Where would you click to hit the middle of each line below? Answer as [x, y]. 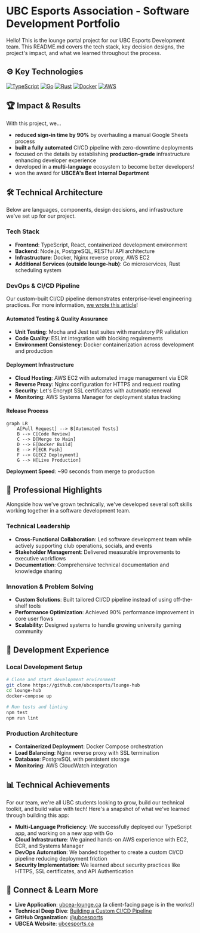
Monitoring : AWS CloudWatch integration [66, 766]
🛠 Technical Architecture [55, 192]
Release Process [27, 410]
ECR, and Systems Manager [49, 846]
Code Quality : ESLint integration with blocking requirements [89, 339]
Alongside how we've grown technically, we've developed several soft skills [99, 504]
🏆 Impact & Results [44, 106]
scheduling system [38, 270]
